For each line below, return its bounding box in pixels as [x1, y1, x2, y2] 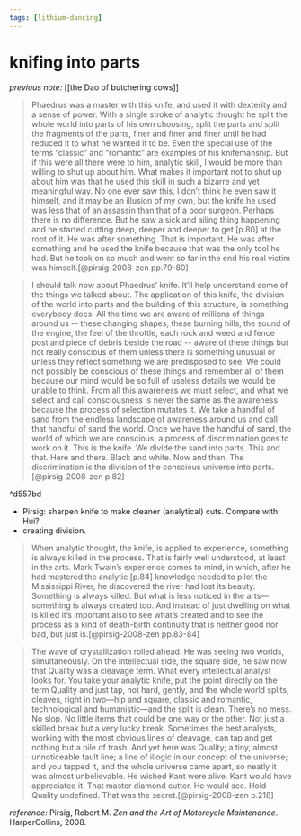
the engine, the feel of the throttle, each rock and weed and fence [31, 327, 276, 338]
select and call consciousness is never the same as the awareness [31, 394, 279, 405]
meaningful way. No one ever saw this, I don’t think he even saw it [31, 186, 277, 196]
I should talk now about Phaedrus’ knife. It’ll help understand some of [31, 279, 288, 290]
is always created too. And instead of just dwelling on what [73, 600, 291, 611]
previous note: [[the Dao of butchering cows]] [9, 82, 180, 93]
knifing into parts [9, 51, 141, 72]
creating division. [22, 524, 87, 536]
